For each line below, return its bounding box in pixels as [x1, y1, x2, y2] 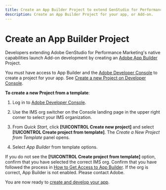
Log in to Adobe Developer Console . [12, 100, 86, 106]
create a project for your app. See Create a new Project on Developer [5, 75, 146, 81]
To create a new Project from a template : [5, 90, 90, 96]
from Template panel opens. [12, 134, 70, 140]
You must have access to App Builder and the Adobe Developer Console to [5, 70, 158, 76]
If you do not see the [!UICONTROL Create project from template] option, [5, 154, 156, 160]
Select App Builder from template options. [12, 144, 98, 150]
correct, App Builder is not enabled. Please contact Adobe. [5, 170, 125, 176]
